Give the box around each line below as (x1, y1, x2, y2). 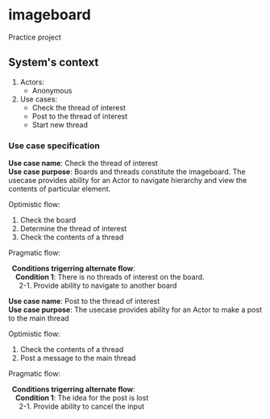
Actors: (19, 77, 44, 86)
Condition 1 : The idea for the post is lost (15, 393, 149, 403)
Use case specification (8, 139, 101, 151)
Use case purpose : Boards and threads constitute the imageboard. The (8, 167, 246, 176)
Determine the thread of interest (19, 224, 127, 234)
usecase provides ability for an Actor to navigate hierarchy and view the (8, 176, 247, 185)
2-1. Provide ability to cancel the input (19, 401, 145, 412)
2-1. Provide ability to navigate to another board (19, 280, 177, 291)
